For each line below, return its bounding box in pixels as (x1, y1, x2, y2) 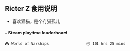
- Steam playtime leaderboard (5, 30, 68, 35)
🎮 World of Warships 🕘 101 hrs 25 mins (5, 41, 126, 46)
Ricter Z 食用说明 (5, 4, 58, 13)
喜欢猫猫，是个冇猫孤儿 (12, 18, 60, 24)
